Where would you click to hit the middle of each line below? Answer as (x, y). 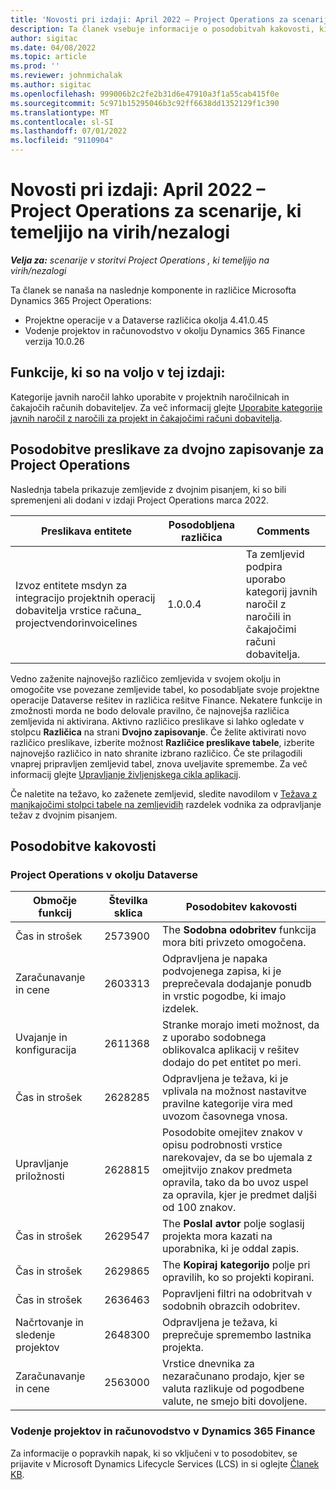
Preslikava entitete (86, 531)
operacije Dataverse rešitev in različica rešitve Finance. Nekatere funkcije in (166, 700)
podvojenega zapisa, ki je (221, 971)
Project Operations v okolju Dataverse (104, 874)
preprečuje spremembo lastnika (236, 1335)
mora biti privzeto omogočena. (234, 943)
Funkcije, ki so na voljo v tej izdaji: (118, 372)
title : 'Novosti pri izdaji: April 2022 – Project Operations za (149, 19)
